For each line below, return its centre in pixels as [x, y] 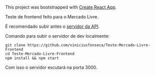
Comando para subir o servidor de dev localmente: [57, 36]
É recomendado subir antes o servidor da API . [52, 26]
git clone [15, 45]
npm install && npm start [32, 58]
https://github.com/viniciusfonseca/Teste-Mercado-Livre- [89, 45]
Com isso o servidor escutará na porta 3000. [51, 67]
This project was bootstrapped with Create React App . [61, 7]
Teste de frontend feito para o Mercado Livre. [52, 17]
